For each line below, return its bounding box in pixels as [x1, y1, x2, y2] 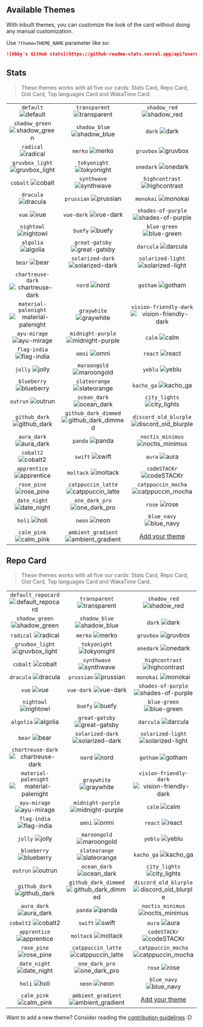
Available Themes [6, 5, 76, 15]
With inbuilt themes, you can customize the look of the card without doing [6, 21, 190, 28]
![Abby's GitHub [6, 51, 47, 57]
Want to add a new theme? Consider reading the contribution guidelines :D [6, 1014, 192, 1022]
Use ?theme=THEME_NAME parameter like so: [6, 39, 110, 46]
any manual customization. [6, 27, 74, 35]
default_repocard [10, 592, 60, 598]
